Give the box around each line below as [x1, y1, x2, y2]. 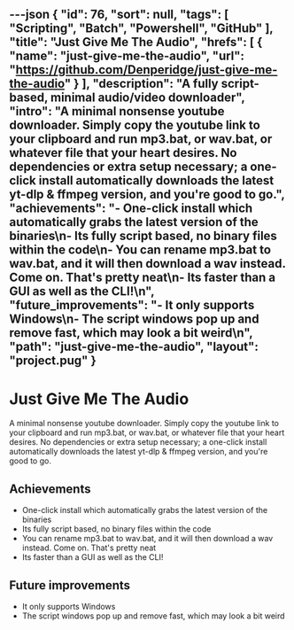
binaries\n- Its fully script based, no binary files [9, 229, 277, 244]
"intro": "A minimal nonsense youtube [9, 104, 225, 119]
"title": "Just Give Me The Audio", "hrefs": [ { [9, 35, 263, 50]
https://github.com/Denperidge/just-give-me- [15, 62, 278, 78]
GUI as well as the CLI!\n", [9, 284, 155, 299]
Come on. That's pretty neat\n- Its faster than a [9, 270, 276, 285]
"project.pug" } [9, 354, 97, 369]
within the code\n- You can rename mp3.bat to [9, 243, 272, 258]
